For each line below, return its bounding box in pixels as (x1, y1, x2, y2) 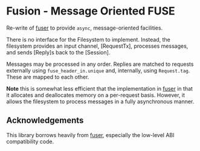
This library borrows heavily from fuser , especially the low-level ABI (6, 131, 175, 138)
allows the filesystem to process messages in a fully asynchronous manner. (6, 98, 195, 105)
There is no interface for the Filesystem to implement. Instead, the (6, 36, 170, 43)
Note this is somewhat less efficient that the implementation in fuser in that (6, 85, 193, 92)
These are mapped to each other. (6, 73, 89, 80)
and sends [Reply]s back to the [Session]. (6, 48, 111, 56)
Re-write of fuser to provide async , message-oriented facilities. (6, 24, 163, 31)
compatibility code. (6, 138, 54, 145)
